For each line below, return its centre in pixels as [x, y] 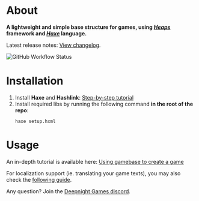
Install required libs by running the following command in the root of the [104, 104]
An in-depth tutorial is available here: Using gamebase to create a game [95, 161]
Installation [35, 81]
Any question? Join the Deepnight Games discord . [69, 191]
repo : [22, 110]
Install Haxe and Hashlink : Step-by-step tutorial [74, 97]
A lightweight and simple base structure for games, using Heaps [88, 27]
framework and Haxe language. [47, 33]
